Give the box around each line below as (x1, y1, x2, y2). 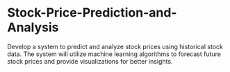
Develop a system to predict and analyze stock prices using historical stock (7, 42, 224, 51)
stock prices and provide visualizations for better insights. (7, 57, 173, 65)
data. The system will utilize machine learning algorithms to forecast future (7, 50, 221, 58)
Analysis (7, 19, 59, 35)
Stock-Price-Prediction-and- (7, 5, 177, 21)
